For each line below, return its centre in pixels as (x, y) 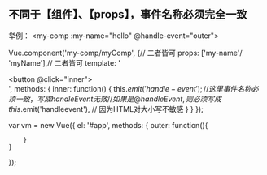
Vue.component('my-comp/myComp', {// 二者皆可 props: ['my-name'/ (125, 53)
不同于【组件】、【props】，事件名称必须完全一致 (128, 15)
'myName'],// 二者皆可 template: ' (64, 62)
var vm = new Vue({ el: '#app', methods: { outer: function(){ (108, 125)
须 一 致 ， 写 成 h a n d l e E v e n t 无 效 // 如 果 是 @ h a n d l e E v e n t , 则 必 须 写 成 (115, 99)
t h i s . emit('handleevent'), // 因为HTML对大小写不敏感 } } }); (106, 109)
